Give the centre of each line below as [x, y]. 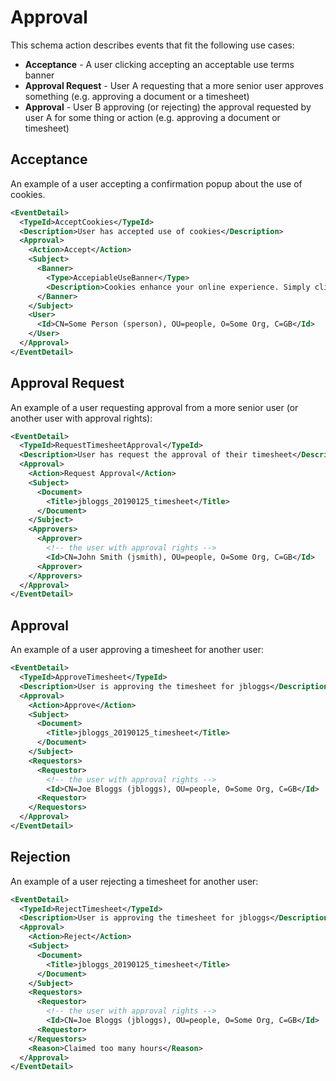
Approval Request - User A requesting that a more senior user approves [174, 85]
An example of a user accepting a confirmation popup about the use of [156, 183]
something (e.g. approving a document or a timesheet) [137, 96]
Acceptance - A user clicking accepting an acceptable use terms [159, 64]
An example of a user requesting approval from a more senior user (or [154, 407]
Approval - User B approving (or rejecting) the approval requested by [168, 107]
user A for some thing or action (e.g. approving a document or [152, 117]
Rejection [40, 857]
